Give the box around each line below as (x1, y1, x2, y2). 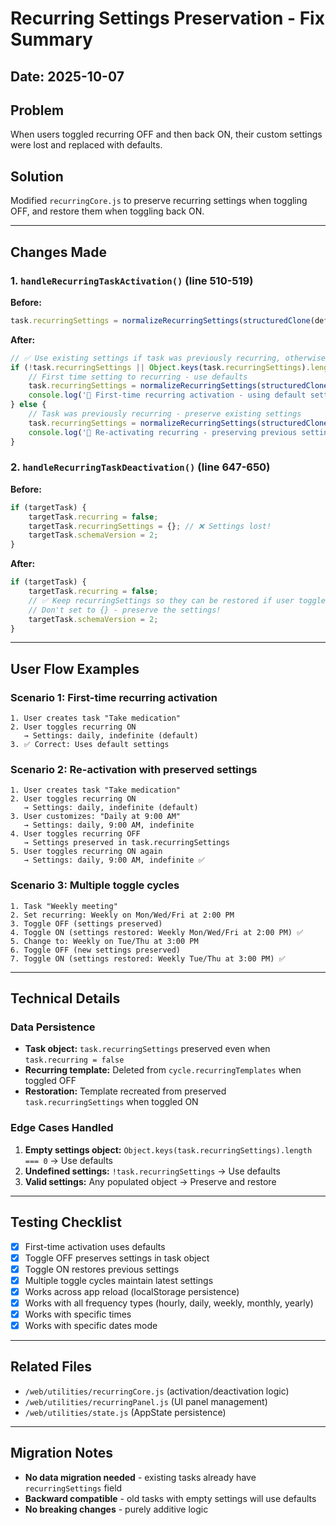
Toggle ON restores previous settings (24, 1263, 180, 1275)
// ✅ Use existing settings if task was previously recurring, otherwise (10, 353, 327, 363)
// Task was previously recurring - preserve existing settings (28, 409, 302, 419)
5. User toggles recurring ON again (10, 847, 163, 857)
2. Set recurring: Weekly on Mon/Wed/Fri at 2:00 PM (10, 910, 235, 920)
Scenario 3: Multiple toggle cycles (10, 878, 180, 892)
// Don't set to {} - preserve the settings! (28, 605, 222, 615)
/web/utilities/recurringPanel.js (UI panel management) (24, 1395, 268, 1407)
